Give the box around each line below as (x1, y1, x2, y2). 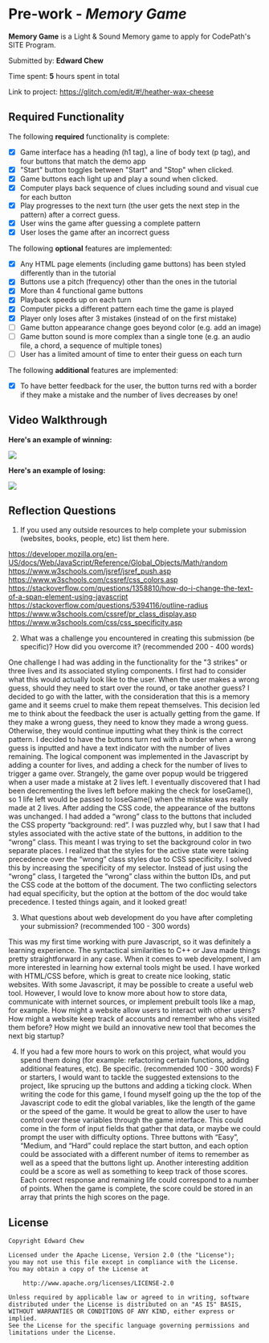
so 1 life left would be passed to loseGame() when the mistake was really (8, 794, 249, 804)
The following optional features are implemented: (8, 243, 173, 254)
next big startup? (8, 1031, 65, 1041)
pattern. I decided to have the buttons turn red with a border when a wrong (8, 735, 257, 744)
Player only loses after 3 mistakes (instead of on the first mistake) (19, 313, 237, 323)
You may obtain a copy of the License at (8, 1266, 149, 1274)
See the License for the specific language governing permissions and (8, 1322, 250, 1330)
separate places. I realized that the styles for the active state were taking (8, 846, 249, 856)
